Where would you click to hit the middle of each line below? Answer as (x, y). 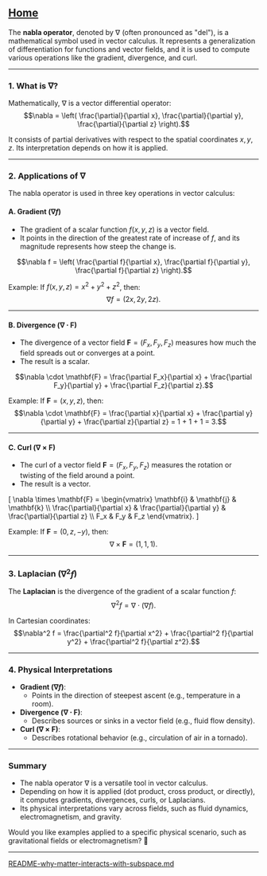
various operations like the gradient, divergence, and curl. (103, 57)
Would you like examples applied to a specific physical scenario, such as (127, 832)
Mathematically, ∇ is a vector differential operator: (90, 104)
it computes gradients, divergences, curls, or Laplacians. (113, 800)
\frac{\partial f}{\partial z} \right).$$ (133, 270)
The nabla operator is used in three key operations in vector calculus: (122, 194)
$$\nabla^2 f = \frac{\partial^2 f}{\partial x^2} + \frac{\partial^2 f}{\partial (133, 633)
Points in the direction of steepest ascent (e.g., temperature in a (136, 695)
